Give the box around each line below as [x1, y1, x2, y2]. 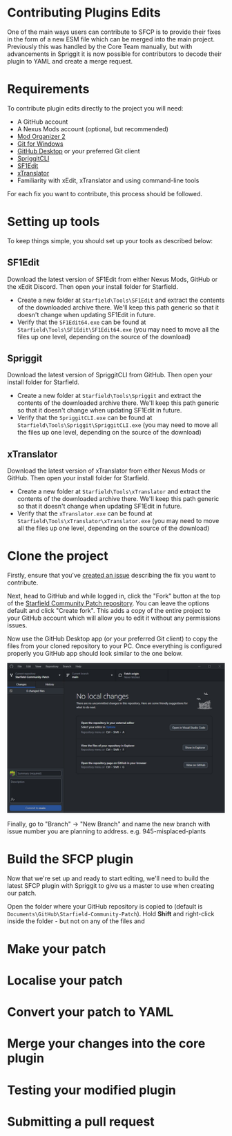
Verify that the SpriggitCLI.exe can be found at [17, 413, 153, 422]
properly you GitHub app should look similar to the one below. [7, 650, 183, 658]
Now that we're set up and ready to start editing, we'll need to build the [7, 874, 209, 882]
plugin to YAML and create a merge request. [7, 57, 133, 65]
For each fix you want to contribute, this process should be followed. [7, 189, 202, 198]
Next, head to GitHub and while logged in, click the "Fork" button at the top [7, 592, 221, 600]
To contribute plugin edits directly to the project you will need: [7, 104, 184, 112]
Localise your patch [7, 973, 123, 988]
